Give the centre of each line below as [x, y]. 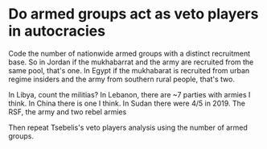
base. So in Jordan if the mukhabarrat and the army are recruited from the [131, 62]
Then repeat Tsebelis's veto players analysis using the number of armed [128, 127]
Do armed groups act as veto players [133, 14]
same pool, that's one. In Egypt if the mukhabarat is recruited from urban [129, 70]
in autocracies [57, 31]
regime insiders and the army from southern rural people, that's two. [122, 79]
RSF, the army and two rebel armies [68, 112]
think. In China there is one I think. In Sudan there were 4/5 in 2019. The [127, 103]
